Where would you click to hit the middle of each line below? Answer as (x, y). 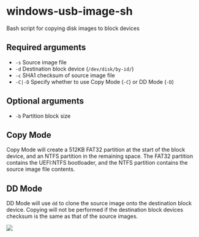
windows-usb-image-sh (69, 11)
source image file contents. (41, 169)
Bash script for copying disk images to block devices (73, 28)
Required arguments (46, 47)
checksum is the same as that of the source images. (72, 216)
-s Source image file (41, 62)
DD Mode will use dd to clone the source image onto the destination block (99, 203)
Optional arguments (45, 101)
